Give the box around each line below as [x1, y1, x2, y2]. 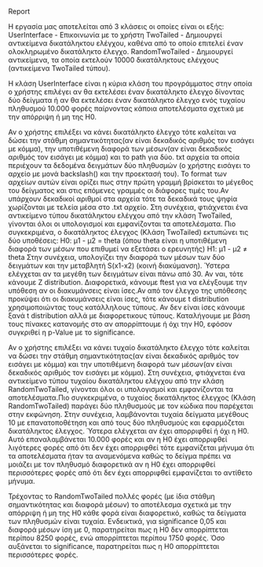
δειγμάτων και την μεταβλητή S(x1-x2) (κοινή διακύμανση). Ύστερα [8, 261, 230, 270]
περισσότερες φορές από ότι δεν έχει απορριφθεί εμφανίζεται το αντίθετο [8, 468, 253, 477]
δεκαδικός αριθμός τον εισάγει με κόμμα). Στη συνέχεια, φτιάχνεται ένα [8, 368, 246, 377]
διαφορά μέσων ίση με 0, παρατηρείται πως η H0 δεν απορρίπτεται [8, 525, 229, 534]
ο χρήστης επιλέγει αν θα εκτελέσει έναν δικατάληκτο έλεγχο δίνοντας [8, 87, 245, 97]
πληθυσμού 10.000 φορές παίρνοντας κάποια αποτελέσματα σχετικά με [8, 104, 245, 113]
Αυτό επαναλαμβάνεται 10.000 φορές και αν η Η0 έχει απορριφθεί [8, 435, 228, 444]
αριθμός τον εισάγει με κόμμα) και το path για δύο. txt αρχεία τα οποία [8, 152, 240, 162]
